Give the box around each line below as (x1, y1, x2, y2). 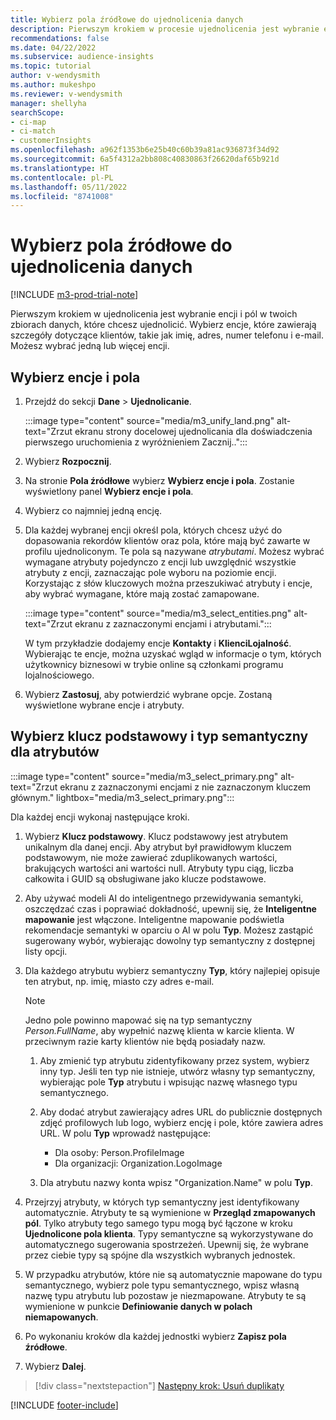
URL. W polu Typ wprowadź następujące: (39, 1127, 212, 1139)
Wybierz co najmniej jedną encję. (24, 505, 163, 516)
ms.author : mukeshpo (10, 80, 97, 90)
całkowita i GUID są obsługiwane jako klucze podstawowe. (24, 872, 267, 885)
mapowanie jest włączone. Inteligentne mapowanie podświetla (24, 913, 285, 925)
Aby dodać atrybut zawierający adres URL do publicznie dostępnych (39, 1106, 323, 1118)
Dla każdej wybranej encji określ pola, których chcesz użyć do (24, 524, 283, 536)
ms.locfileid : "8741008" (10, 191, 114, 201)
